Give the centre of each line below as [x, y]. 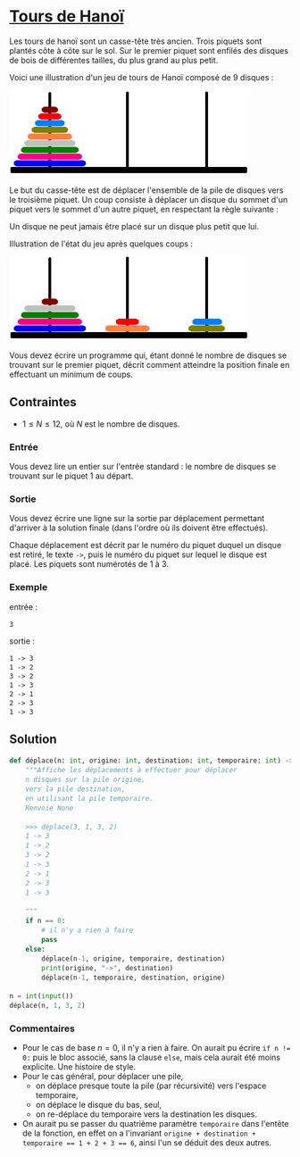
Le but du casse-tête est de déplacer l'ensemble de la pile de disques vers [146, 190]
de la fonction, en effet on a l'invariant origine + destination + [139, 1133]
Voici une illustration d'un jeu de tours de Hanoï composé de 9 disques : [142, 77]
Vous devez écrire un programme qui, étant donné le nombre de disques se [148, 355]
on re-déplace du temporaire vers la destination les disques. [146, 1114]
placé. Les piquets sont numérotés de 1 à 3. [89, 564]
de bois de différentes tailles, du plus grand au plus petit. [114, 60]
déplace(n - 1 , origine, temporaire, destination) [133, 958]
